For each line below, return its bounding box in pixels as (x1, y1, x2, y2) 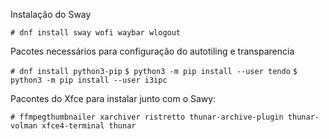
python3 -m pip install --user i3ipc (10, 75, 168, 85)
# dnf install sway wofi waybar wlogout (10, 28, 182, 38)
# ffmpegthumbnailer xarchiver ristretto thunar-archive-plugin (10, 112, 284, 122)
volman (10, 121, 38, 131)
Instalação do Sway (10, 9, 92, 20)
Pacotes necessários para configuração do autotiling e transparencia (10, 45, 295, 57)
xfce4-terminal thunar (41, 121, 137, 131)
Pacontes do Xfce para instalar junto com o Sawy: (10, 93, 217, 104)
